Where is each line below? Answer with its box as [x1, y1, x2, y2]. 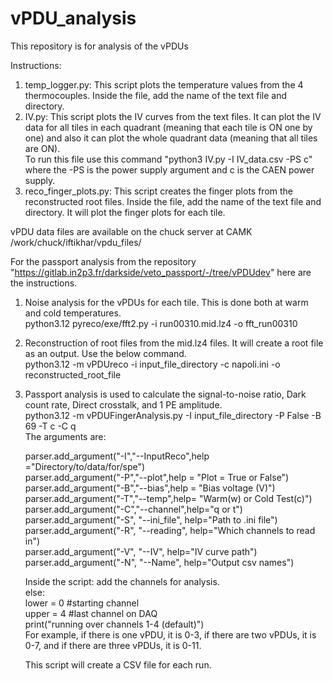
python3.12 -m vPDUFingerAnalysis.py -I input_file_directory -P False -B [24, 409, 322, 421]
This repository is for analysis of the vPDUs [10, 40, 189, 52]
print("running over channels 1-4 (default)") [24, 618, 205, 630]
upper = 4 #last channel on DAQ [24, 607, 158, 619]
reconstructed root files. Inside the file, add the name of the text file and [24, 195, 322, 207]
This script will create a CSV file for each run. [24, 658, 212, 671]
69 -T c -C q [24, 420, 77, 432]
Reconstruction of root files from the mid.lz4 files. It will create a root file [24, 337, 324, 349]
